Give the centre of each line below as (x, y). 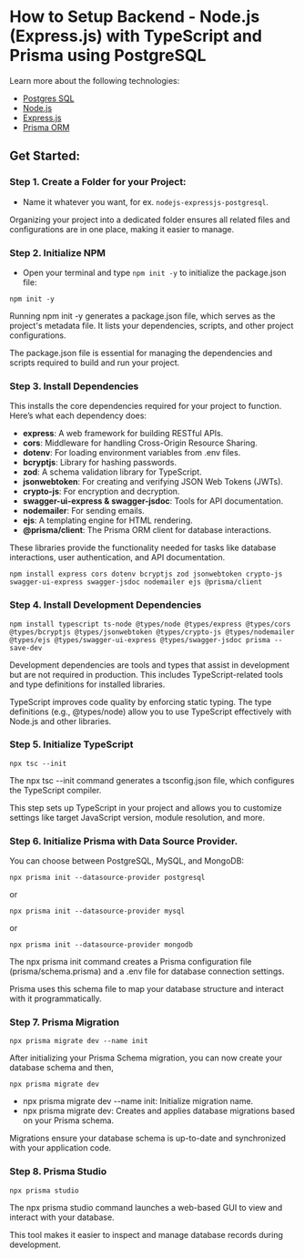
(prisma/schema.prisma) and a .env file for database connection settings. (147, 971)
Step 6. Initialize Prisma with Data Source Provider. (124, 841)
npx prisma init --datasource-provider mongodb (101, 945)
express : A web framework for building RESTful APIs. (123, 434)
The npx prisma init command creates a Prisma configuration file (131, 962)
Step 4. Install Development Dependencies (106, 605)
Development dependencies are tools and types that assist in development (149, 665)
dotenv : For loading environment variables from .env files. (132, 453)
